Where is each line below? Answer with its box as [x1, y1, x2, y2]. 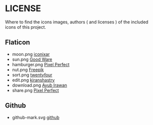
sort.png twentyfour [12, 71, 52, 78]
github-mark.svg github [12, 114, 60, 120]
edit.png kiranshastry [12, 77, 55, 83]
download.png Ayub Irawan [12, 82, 67, 88]
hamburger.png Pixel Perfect [12, 61, 69, 67]
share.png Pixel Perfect [12, 87, 59, 93]
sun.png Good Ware [12, 56, 52, 62]
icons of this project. [5, 24, 46, 30]
